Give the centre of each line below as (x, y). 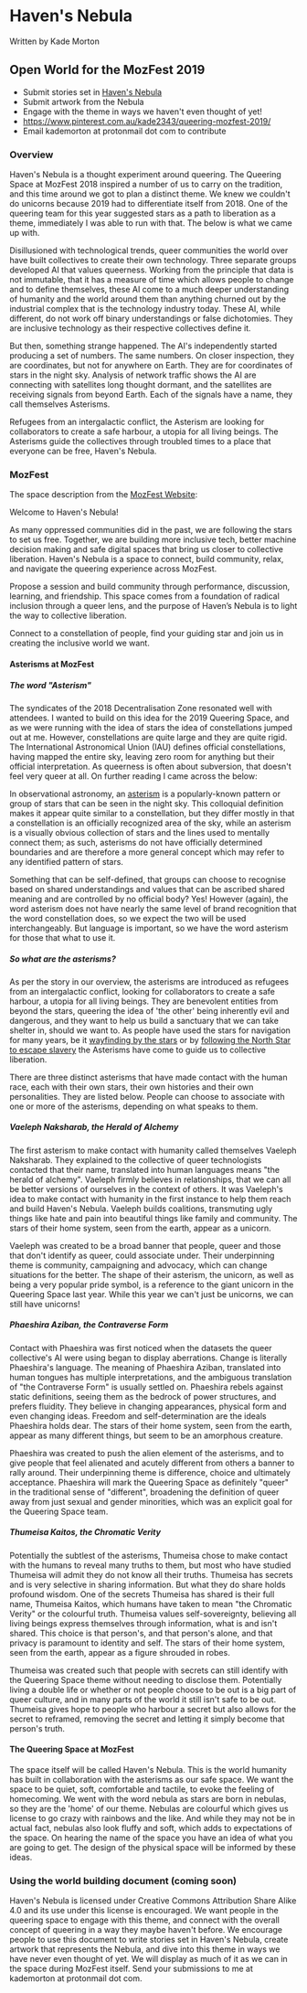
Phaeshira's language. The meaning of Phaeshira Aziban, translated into (145, 1367)
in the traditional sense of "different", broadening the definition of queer (144, 1492)
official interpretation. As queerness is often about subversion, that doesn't (151, 766)
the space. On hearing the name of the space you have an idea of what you (151, 1838)
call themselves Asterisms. (60, 404)
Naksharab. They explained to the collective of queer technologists (136, 1160)
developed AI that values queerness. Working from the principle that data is (152, 270)
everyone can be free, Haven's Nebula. (83, 451)
